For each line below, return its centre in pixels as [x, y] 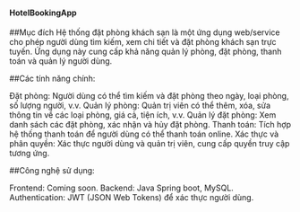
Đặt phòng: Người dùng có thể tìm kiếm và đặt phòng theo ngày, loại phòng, [149, 96]
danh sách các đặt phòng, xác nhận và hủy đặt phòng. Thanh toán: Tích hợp [150, 125]
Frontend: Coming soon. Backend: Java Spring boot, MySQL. [122, 188]
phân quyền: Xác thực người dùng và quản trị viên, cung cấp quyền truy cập [150, 144]
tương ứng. [30, 154]
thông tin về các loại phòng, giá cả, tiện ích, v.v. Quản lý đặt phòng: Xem [143, 115]
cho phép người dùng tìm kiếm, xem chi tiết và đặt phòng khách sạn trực [143, 42]
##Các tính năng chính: [52, 79]
